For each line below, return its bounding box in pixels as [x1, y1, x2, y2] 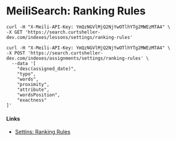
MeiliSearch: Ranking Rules [6, 4, 146, 18]
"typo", [17, 70, 36, 77]
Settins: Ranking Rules [14, 128, 71, 136]
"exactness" [17, 97, 47, 103]
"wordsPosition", [17, 91, 61, 98]
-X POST [6, 50, 26, 56]
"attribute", [17, 87, 50, 93]
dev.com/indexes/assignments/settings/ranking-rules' [6, 55, 144, 61]
